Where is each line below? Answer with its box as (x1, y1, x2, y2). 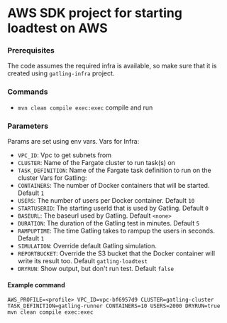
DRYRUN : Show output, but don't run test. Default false (17, 265, 175, 273)
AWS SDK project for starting (7, 5, 183, 21)
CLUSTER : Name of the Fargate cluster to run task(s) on (17, 159, 176, 167)
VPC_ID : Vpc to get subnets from (17, 151, 112, 159)
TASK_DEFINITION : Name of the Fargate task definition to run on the (17, 166, 211, 175)
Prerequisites (7, 46, 55, 55)
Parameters (7, 121, 48, 131)
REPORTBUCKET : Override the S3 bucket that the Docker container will (17, 249, 215, 258)
